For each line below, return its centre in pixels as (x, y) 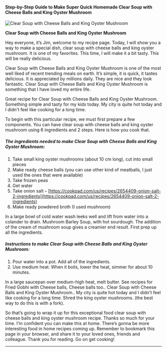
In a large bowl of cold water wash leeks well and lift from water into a (77, 216)
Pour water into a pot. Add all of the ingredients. (61, 262)
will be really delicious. (29, 59)
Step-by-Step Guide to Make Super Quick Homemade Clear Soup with (79, 7)
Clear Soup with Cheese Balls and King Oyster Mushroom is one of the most (83, 68)
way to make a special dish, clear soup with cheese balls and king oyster (80, 48)
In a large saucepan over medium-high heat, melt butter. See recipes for (79, 282)
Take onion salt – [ (31, 191)
